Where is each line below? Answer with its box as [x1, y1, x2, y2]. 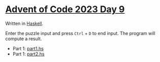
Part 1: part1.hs [12, 45, 44, 51]
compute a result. [5, 36, 42, 42]
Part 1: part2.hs [12, 51, 45, 57]
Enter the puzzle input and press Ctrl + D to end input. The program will [5, 30, 156, 36]
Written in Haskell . [5, 20, 44, 26]
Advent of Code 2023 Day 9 [5, 4, 125, 15]
